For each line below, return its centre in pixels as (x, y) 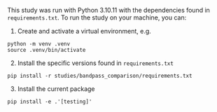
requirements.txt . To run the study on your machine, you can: (97, 17)
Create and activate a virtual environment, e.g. (84, 31)
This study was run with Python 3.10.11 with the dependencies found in (108, 10)
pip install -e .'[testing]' (50, 101)
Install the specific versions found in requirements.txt (95, 63)
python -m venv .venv (39, 44)
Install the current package (56, 89)
